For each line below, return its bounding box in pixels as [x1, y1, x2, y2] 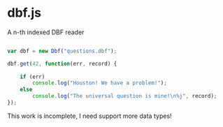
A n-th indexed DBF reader [7, 28, 85, 36]
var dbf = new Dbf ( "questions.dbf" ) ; [7, 47, 117, 54]
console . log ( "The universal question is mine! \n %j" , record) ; [32, 93, 217, 100]
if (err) [20, 73, 45, 80]
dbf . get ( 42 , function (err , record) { [7, 60, 117, 67]
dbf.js [7, 5, 42, 21]
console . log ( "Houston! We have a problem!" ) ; [32, 80, 168, 87]
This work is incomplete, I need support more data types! [7, 112, 173, 120]
